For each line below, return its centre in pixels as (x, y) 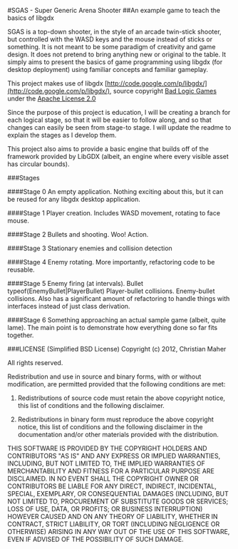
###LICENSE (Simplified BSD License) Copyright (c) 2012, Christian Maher (117, 349)
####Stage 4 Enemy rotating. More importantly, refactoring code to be (111, 262)
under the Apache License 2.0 (52, 98)
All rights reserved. (35, 363)
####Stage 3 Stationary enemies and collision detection (90, 248)
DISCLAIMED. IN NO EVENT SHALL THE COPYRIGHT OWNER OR (103, 478)
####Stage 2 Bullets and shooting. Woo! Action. (78, 234)
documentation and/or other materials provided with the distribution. (118, 435)
